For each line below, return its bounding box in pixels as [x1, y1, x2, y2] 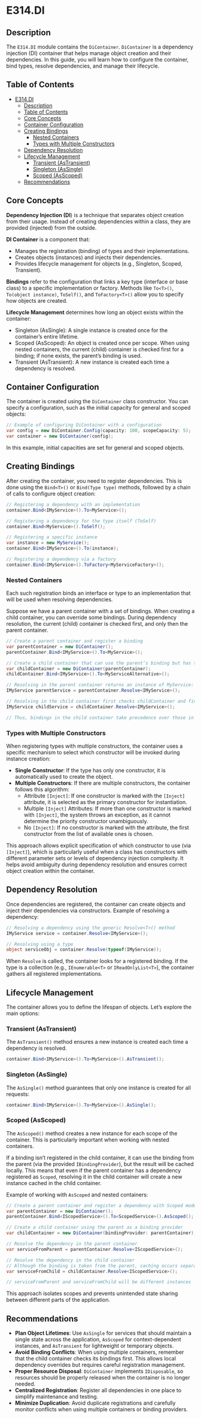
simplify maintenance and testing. [14, 1393, 99, 1400]
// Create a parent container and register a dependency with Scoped [6, 1202, 184, 1208]
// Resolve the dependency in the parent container [6, 1241, 138, 1247]
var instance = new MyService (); [6, 540, 90, 546]
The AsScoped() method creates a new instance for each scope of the [6, 1129, 178, 1137]
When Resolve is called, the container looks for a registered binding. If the [6, 958, 188, 965]
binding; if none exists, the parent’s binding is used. [14, 352, 142, 359]
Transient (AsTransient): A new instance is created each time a [14, 358, 169, 366]
